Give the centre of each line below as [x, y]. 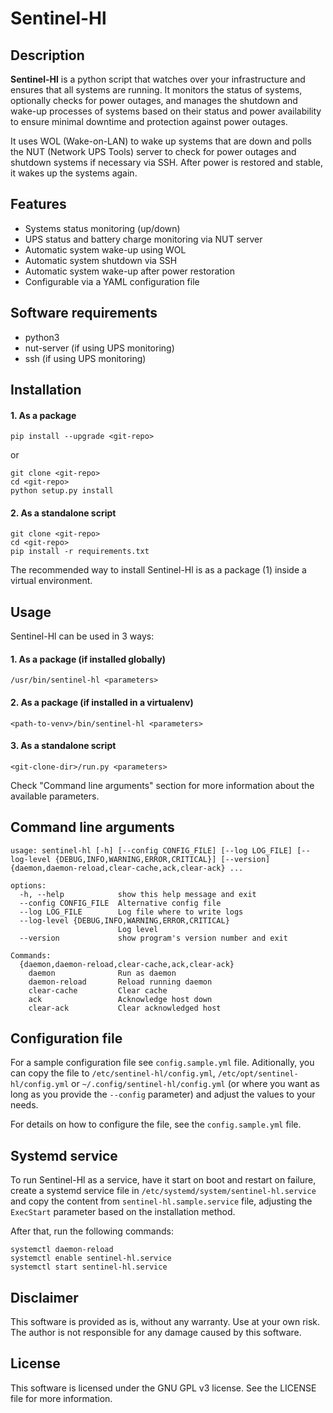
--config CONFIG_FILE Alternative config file [120, 903]
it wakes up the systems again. [74, 173]
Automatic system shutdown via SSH [101, 260]
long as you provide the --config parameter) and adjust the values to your [163, 1094]
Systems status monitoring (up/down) [102, 228]
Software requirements [84, 313]
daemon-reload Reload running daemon [120, 982]
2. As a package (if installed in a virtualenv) [102, 703]
